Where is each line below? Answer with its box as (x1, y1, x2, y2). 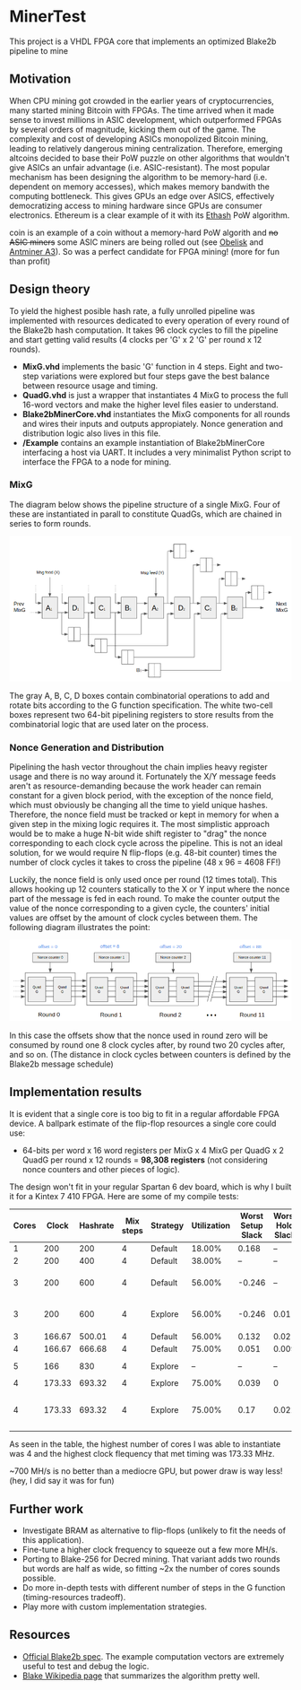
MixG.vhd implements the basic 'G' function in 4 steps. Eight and (21, 361, 264, 371)
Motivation (9, 72, 72, 87)
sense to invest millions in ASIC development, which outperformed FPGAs (9, 114, 282, 125)
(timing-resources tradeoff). (21, 1591, 126, 1602)
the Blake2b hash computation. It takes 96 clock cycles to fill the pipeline (9, 325, 279, 335)
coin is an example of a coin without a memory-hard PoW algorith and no (9, 227, 279, 238)
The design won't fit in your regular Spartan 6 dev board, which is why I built (9, 1181, 292, 1192)
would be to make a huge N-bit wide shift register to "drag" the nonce (9, 828, 267, 839)
